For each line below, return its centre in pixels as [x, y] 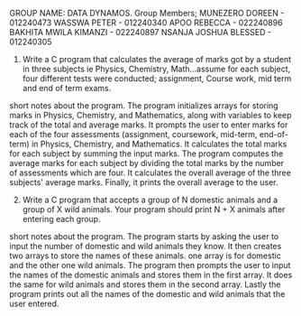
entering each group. [61, 219]
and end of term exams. [67, 88]
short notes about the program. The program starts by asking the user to [144, 237]
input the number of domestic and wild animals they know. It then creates [146, 246]
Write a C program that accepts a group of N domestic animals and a [150, 200]
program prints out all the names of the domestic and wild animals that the [147, 294]
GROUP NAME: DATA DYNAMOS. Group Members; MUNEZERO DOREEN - [147, 13]
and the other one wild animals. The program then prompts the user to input [150, 265]
